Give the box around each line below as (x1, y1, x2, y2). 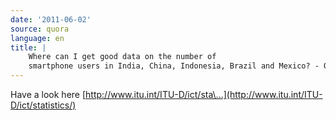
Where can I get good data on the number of (28, 52, 217, 62)
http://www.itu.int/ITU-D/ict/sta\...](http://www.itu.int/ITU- (85, 89, 323, 100)
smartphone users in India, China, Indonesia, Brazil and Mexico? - (28, 61, 320, 71)
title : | (10, 42, 47, 53)
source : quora (10, 24, 70, 34)
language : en (10, 33, 65, 43)
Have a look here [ (10, 89, 87, 100)
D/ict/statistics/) (10, 99, 77, 111)
